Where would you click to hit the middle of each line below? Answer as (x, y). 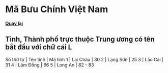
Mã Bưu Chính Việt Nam (57, 9)
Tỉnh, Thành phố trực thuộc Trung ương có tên (80, 39)
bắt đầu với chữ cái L (39, 47)
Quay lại (14, 23)
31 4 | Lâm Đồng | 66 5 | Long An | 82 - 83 (50, 65)
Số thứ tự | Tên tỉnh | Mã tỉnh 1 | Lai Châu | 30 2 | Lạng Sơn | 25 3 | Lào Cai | (85, 59)
